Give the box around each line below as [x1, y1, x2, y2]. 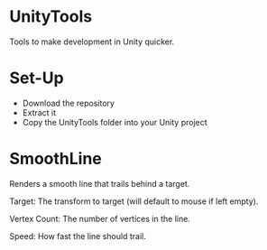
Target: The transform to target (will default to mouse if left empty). [9, 196, 259, 207]
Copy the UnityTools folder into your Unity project [22, 116, 207, 127]
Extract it [22, 106, 57, 118]
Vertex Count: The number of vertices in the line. [9, 213, 191, 224]
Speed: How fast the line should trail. [9, 230, 146, 241]
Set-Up [9, 68, 65, 88]
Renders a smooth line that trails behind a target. [9, 178, 190, 189]
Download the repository [22, 97, 115, 108]
